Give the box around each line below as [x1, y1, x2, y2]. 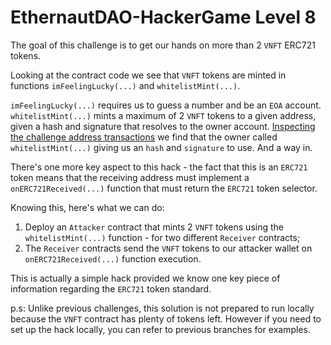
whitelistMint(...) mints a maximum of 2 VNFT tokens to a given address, [10, 109, 317, 121]
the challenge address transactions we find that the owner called [10, 131, 278, 143]
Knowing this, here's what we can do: [10, 201, 165, 213]
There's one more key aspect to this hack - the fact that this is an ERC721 [10, 161, 308, 173]
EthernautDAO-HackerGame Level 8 [10, 6, 317, 29]
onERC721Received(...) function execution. [24, 252, 202, 265]
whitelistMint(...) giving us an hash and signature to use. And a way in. [10, 141, 313, 153]
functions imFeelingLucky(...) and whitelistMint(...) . [10, 79, 241, 91]
